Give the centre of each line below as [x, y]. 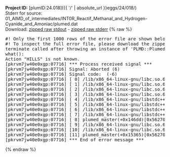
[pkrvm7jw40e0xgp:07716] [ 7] [43, 114]
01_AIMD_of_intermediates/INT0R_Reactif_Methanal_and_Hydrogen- [76, 18]
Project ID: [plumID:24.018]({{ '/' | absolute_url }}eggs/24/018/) [71, 8]
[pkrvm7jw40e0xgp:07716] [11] [43, 135]
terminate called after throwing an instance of [67, 49]
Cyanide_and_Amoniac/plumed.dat [41, 24]
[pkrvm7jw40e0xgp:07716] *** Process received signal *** [79, 64]
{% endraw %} [21, 149]
